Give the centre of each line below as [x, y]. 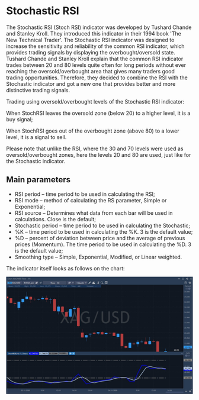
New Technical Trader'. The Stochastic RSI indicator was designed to [90, 40]
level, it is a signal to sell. [36, 137]
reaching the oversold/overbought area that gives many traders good [90, 71]
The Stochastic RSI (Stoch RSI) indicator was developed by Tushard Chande [99, 27]
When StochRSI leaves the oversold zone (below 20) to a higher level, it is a [98, 113]
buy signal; [20, 119]
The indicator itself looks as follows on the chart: [66, 268]
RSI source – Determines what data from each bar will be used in [94, 213]
